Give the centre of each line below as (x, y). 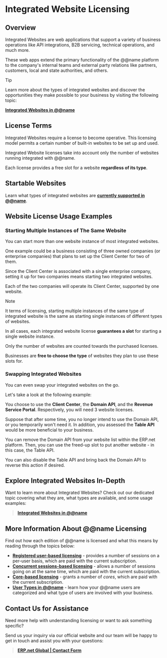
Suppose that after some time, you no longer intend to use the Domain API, (82, 419)
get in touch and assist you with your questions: (54, 641)
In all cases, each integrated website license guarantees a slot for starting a (83, 331)
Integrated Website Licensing (67, 9)
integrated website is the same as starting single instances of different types (84, 316)
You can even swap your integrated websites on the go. (62, 385)
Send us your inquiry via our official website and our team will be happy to (81, 636)
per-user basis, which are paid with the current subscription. (75, 561)
